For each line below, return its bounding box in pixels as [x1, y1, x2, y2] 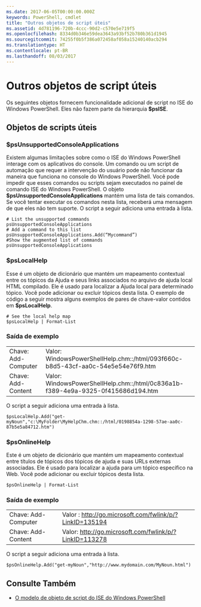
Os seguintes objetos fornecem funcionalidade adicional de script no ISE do [6, 99, 193, 106]
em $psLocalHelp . [6, 301, 53, 309]
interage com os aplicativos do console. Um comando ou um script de [6, 160, 179, 167]
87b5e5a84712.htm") [6, 424, 55, 430]
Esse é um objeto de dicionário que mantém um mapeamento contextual [6, 270, 185, 277]
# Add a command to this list [6, 227, 82, 233]
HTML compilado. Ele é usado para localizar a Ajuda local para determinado [6, 282, 194, 290]
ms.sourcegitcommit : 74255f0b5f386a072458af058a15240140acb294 [6, 36, 167, 42]
